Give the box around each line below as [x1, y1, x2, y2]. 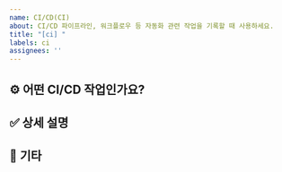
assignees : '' [9, 47, 63, 56]
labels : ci [9, 38, 50, 47]
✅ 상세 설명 [9, 115, 69, 130]
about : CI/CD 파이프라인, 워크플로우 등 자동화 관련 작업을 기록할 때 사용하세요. [9, 21, 274, 30]
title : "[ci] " [9, 30, 66, 39]
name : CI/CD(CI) [9, 13, 70, 22]
